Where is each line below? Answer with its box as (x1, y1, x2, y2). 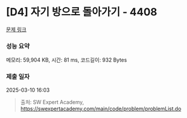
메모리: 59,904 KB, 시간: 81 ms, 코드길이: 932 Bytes (6, 56, 127, 63)
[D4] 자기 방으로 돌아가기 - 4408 (6, 5, 158, 19)
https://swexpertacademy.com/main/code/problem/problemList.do (20, 105, 182, 112)
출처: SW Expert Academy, (20, 98, 84, 106)
